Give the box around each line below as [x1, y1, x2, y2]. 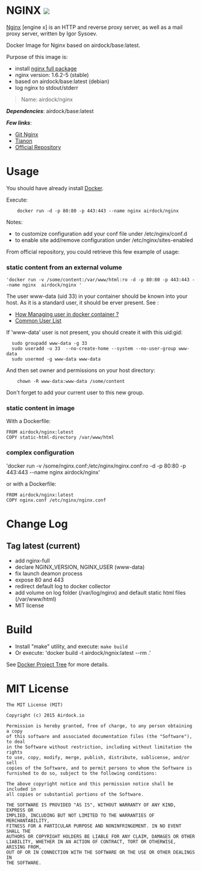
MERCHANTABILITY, [6, 817, 50, 823]
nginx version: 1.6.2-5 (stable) [14, 71, 89, 78]
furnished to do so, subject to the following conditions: [6, 770, 158, 776]
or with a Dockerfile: [6, 480, 57, 488]
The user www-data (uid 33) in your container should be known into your [6, 293, 188, 300]
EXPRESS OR [6, 807, 34, 813]
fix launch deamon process [14, 569, 83, 577]
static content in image [6, 404, 75, 412]
